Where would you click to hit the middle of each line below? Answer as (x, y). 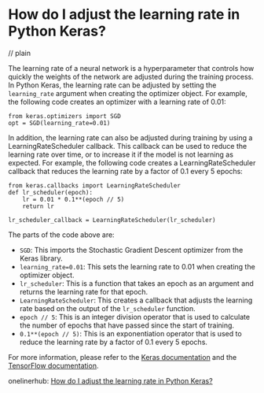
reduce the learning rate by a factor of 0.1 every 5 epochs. (114, 342)
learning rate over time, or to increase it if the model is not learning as (121, 154)
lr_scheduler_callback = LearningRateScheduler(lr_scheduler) (112, 220)
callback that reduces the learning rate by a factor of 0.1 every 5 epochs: (126, 171)
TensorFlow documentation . (53, 365)
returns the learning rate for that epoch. (84, 291)
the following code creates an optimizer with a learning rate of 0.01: (117, 102)
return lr (38, 206)
